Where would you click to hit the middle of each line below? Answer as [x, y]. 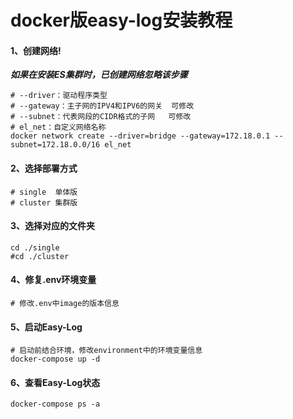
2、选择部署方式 [44, 168]
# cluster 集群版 [44, 202]
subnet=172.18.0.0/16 [55, 145]
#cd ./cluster [40, 256]
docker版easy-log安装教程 [121, 20]
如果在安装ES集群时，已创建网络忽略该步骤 [99, 75]
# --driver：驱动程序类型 [59, 96]
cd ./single [35, 247]
